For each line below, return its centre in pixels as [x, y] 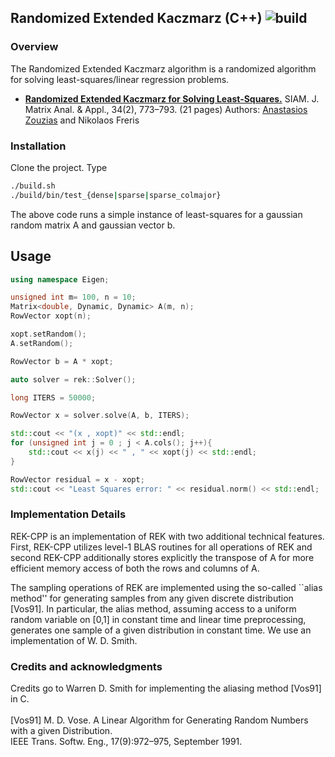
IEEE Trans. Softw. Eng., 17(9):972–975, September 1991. [126, 742]
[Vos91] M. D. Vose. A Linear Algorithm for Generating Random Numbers [159, 720]
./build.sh [33, 186]
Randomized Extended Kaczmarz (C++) [136, 18]
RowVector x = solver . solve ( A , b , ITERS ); [100, 416]
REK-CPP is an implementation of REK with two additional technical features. [167, 536]
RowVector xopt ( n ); [51, 316]
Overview [34, 47]
